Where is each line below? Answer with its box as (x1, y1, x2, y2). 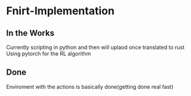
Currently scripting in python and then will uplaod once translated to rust (6, 44, 185, 51)
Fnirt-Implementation (6, 4, 115, 18)
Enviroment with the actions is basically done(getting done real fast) (6, 83, 174, 90)
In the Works (6, 28, 55, 38)
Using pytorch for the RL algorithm (6, 50, 91, 57)
